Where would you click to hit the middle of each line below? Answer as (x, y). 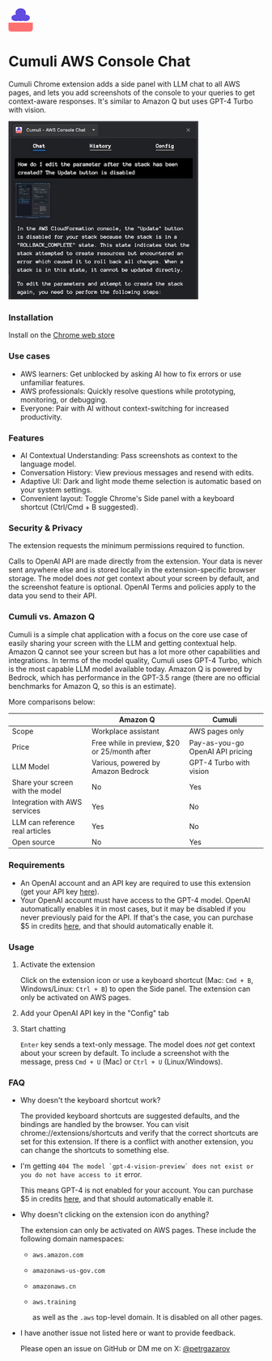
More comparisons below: (52, 702)
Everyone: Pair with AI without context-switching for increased (124, 408)
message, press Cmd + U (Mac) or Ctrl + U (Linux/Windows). (121, 1061)
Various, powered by (126, 762)
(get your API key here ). (59, 891)
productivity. (41, 417)
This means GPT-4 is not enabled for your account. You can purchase (136, 1190)
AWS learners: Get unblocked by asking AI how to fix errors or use (130, 374)
